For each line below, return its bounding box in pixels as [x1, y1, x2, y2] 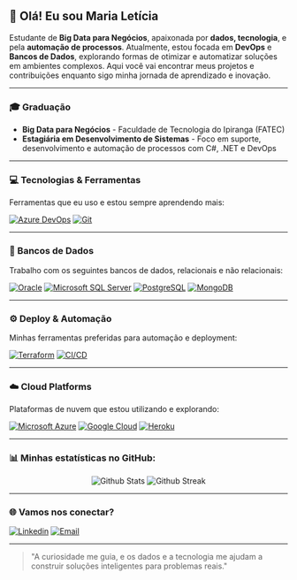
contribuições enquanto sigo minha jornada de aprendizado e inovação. [9, 70, 271, 80]
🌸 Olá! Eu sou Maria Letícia [9, 9, 159, 24]
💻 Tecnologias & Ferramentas [9, 174, 141, 187]
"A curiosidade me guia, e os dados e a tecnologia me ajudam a [30, 551, 263, 561]
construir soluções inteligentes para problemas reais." [30, 561, 228, 571]
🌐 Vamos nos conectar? [9, 506, 115, 518]
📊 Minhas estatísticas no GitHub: [9, 452, 156, 464]
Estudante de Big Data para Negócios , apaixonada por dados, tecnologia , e [9, 32, 287, 42]
